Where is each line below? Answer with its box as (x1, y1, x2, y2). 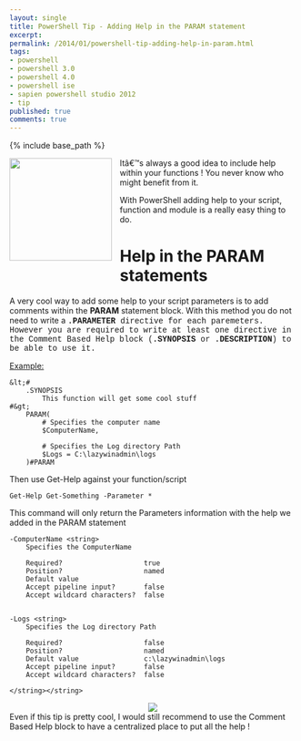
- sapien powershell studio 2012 (9, 89, 136, 98)
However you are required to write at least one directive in (9, 325, 292, 335)
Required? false (25, 639, 166, 648)
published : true (9, 107, 71, 116)
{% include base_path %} (9, 140, 105, 151)
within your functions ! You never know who (119, 168, 285, 179)
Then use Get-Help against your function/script (9, 474, 187, 485)
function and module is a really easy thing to (119, 204, 286, 215)
